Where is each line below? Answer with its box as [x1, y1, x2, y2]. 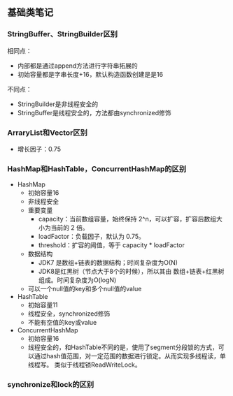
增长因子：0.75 [17, 145, 62, 153]
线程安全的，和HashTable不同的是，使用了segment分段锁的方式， [27, 343, 218, 351]
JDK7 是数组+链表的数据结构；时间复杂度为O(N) [38, 258, 178, 267]
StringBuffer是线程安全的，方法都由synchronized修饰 [17, 108, 171, 117]
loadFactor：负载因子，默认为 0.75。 [38, 233, 145, 241]
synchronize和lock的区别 [7, 380, 94, 390]
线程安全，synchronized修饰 [27, 309, 111, 318]
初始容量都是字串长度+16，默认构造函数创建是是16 [17, 70, 163, 78]
